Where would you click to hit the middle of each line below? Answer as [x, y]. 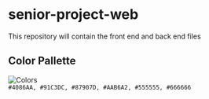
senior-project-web [73, 15]
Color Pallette [42, 61]
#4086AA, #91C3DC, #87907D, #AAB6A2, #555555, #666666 [100, 87]
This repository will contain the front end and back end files [105, 36]
